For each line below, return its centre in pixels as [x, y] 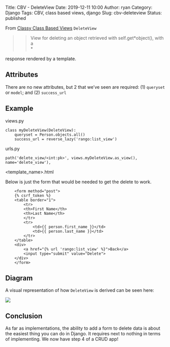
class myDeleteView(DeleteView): [41, 130]
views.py [15, 121]
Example [19, 108]
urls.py [12, 148]
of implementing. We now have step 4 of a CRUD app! [62, 339]
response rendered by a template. [41, 59]
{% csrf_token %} [33, 195]
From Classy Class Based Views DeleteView [51, 28]
